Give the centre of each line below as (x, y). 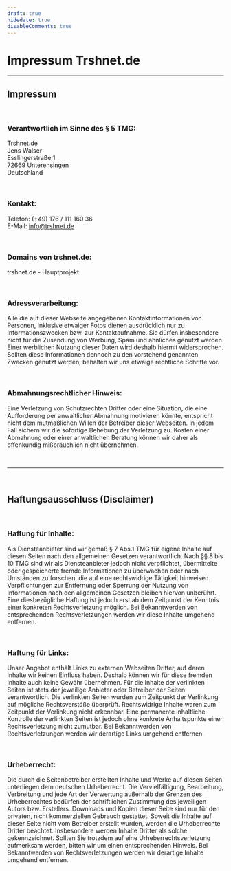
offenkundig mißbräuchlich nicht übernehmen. (73, 445)
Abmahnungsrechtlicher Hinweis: (65, 393)
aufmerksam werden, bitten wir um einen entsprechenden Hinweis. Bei (108, 846)
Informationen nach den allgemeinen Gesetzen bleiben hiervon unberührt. (112, 593)
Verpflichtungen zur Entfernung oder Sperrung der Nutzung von (98, 585)
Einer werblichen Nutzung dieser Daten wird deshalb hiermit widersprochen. (115, 347)
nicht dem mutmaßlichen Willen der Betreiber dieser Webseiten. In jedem (111, 423)
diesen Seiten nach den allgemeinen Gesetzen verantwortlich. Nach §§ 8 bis (115, 556)
